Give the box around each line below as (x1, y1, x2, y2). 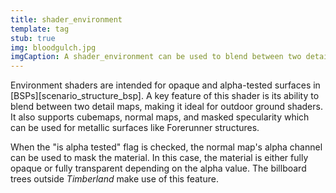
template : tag (10, 24, 70, 34)
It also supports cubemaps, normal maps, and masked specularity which (10, 111, 310, 123)
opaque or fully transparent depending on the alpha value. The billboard (10, 162, 307, 175)
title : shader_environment (10, 14, 123, 25)
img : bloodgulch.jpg (10, 42, 97, 53)
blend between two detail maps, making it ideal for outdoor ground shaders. (10, 101, 323, 113)
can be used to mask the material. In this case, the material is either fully (10, 152, 309, 164)
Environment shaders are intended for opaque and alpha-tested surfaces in (10, 79, 321, 91)
